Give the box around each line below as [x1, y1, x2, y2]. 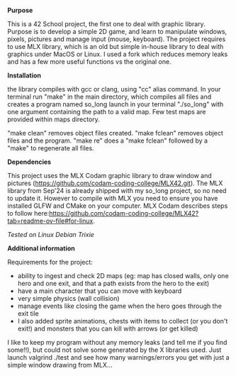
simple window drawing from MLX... [7, 361, 113, 369]
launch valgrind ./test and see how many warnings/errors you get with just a [7, 353, 230, 361]
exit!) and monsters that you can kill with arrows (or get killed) [17, 324, 198, 333]
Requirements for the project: [7, 258, 94, 266]
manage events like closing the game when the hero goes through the [17, 302, 222, 310]
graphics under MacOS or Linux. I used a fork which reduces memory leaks [7, 50, 228, 58]
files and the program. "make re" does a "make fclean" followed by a [7, 136, 208, 145]
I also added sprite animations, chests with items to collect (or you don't [17, 317, 228, 325]
